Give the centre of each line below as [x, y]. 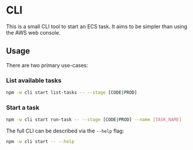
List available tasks [34, 80]
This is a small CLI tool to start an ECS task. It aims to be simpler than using [97, 26]
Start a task [23, 107]
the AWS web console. [33, 32]
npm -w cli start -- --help [40, 142]
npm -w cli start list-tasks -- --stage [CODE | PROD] [72, 93]
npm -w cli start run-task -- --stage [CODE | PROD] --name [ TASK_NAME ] [94, 120]
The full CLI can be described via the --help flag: [65, 131]
